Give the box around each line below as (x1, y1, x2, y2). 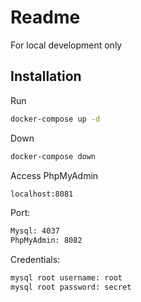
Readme (10, 6, 81, 29)
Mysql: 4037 (10, 226, 60, 236)
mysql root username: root (10, 273, 123, 283)
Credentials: (10, 254, 61, 266)
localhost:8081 (10, 189, 74, 199)
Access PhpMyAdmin (10, 169, 99, 181)
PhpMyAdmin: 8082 (10, 236, 83, 246)
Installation (10, 68, 82, 85)
